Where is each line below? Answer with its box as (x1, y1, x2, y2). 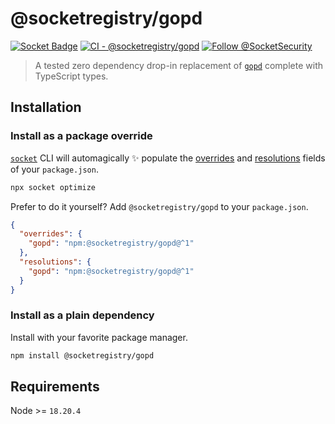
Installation (10, 99, 82, 116)
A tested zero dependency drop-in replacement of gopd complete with (34, 59, 323, 71)
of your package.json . (10, 163, 99, 175)
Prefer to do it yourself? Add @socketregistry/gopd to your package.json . (10, 200, 309, 212)
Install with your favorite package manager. (10, 331, 188, 343)
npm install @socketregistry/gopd (10, 350, 155, 361)
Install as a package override (10, 129, 153, 143)
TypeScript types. (34, 70, 109, 82)
